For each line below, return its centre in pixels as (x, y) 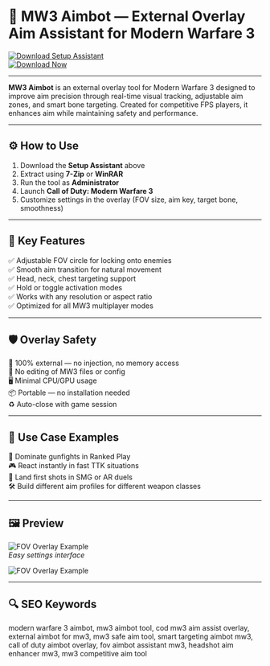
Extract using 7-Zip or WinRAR (72, 174)
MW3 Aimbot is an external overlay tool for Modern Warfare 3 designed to (132, 87)
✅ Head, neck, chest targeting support (72, 278)
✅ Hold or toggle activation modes (65, 287)
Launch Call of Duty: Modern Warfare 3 (86, 191)
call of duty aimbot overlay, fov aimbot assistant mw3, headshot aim (121, 645)
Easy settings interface (47, 555)
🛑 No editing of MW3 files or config (67, 372)
